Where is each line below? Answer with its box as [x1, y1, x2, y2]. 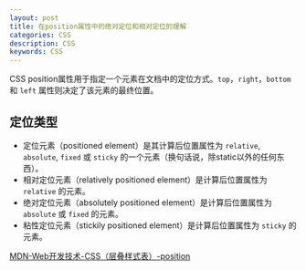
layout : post [9, 13, 59, 23]
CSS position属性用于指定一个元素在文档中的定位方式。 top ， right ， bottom [9, 74, 291, 85]
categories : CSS [9, 30, 71, 39]
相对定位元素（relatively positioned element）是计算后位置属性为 [22, 174, 268, 185]
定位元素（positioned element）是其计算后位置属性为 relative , [22, 140, 261, 151]
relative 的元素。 [22, 185, 91, 196]
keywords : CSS [9, 47, 64, 57]
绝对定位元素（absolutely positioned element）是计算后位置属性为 [22, 197, 272, 208]
